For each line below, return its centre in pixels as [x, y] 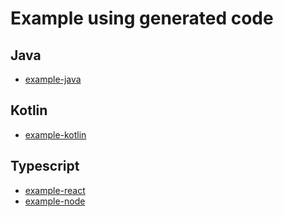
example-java [53, 79]
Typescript [45, 166]
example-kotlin [55, 134]
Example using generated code [142, 18]
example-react [55, 190]
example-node [55, 201]
